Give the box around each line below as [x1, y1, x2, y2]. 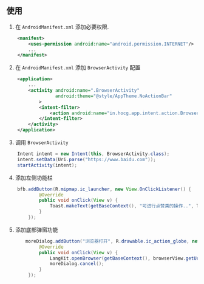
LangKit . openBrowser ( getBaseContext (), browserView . [49, 255, 186, 261]
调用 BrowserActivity [15, 139, 69, 146]
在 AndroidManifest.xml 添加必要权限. [15, 23, 109, 30]
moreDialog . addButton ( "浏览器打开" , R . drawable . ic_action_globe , [25, 238, 189, 244]
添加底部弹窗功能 [15, 226, 58, 233]
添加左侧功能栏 [15, 174, 53, 181]
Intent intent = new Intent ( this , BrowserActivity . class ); [17, 151, 170, 157]
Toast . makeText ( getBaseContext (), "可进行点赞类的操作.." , [49, 203, 194, 209]
